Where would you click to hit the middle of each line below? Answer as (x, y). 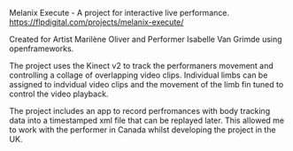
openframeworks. (42, 49)
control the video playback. (59, 94)
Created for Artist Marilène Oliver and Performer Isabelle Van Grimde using (146, 39)
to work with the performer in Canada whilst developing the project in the (143, 130)
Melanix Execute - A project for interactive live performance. (120, 13)
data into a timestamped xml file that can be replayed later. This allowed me (147, 120)
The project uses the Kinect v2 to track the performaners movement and (142, 66)
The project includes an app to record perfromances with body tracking (140, 111)
